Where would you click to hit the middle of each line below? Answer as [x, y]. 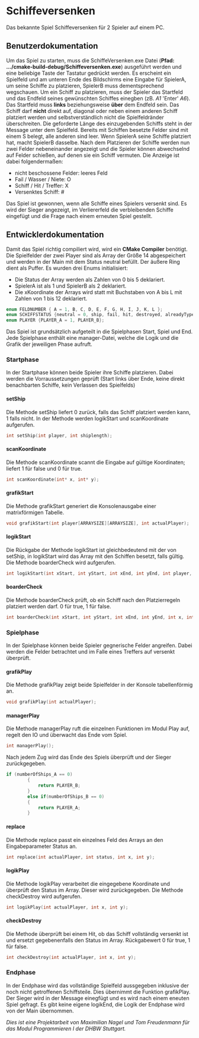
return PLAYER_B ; [59, 785]
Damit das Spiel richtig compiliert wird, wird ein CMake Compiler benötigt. [97, 249]
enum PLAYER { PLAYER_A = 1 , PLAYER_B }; [55, 320]
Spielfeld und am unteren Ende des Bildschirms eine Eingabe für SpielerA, [96, 79]
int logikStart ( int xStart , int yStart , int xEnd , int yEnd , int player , [99, 573]
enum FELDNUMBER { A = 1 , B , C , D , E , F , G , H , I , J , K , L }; [84, 309]
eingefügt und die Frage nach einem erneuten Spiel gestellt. [79, 216]
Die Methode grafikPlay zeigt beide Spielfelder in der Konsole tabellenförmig [99, 685]
